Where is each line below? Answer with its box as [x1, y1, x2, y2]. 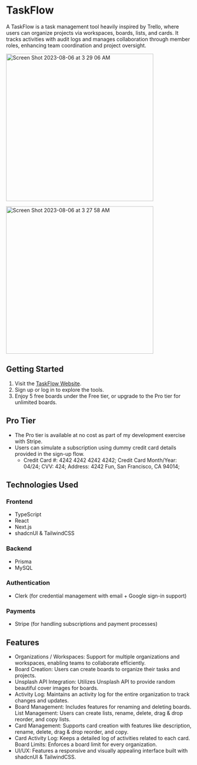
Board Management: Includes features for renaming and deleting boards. [14, 703, 192, 710]
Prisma [14, 558, 32, 565]
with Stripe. [14, 438, 43, 445]
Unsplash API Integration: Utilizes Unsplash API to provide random [14, 678, 175, 685]
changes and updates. [14, 697, 69, 704]
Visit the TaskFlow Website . [14, 380, 82, 387]
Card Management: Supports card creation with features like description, [14, 722, 192, 729]
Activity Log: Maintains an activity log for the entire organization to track [14, 691, 190, 698]
